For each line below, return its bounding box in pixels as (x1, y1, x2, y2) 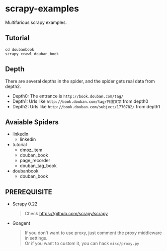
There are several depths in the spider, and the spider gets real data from (5, 78, 155, 84)
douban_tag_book (19, 163, 57, 169)
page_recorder (19, 158, 51, 164)
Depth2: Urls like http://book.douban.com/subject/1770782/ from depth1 (12, 103, 161, 109)
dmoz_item (19, 147, 43, 153)
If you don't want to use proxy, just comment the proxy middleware (24, 230, 162, 236)
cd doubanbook (5, 47, 35, 52)
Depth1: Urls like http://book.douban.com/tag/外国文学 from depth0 (12, 98, 149, 104)
